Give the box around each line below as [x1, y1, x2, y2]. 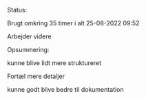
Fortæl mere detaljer [7, 72, 65, 80]
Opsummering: [7, 46, 50, 53]
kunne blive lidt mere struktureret [7, 59, 102, 67]
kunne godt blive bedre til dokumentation [7, 86, 124, 93]
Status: [7, 6, 28, 14]
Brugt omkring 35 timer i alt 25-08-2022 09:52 [7, 19, 140, 27]
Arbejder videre [7, 32, 52, 40]
